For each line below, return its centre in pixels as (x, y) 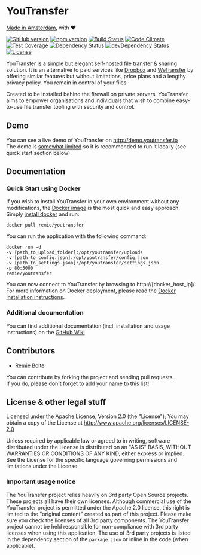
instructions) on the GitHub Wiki (45, 332)
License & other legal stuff (56, 402)
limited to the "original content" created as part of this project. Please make (99, 514)
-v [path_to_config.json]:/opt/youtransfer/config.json (77, 258)
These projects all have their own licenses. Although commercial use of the (99, 501)
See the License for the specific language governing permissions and (92, 460)
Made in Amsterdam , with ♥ (41, 28)
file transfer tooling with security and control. (79, 106)
